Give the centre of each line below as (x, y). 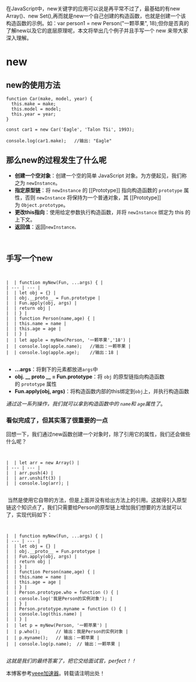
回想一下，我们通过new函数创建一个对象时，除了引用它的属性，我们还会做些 (98, 434)
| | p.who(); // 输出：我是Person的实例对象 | (67, 632)
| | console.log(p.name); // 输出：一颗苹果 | (63, 644)
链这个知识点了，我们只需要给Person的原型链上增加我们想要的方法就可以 (94, 507)
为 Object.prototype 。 (42, 204)
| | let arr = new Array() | (43, 463)
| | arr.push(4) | (30, 473)
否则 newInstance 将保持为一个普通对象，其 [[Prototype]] (93, 197)
